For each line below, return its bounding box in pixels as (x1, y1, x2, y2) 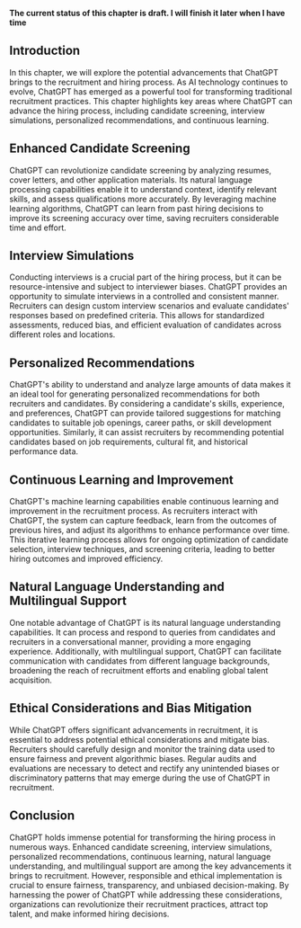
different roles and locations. (9, 329, 116, 340)
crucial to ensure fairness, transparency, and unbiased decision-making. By (9, 879, 289, 890)
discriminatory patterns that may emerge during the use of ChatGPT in (9, 772, 270, 783)
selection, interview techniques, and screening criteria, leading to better (9, 544, 276, 555)
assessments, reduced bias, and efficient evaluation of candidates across (9, 319, 282, 331)
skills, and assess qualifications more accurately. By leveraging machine (9, 193, 277, 204)
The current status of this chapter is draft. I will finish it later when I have (9, 8, 286, 18)
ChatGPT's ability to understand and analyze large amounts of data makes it (9, 379, 291, 390)
